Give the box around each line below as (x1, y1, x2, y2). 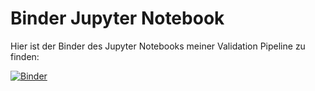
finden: (10, 50, 40, 62)
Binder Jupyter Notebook (10, 7, 225, 30)
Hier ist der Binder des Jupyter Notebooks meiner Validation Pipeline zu (10, 40, 306, 52)
